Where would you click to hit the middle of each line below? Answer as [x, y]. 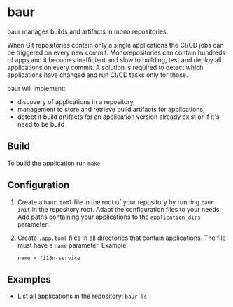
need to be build [41, 124]
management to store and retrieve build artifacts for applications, [111, 109]
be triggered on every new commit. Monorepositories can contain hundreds [116, 52]
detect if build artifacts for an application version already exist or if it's [118, 117]
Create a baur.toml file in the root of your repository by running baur [116, 202]
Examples [29, 279]
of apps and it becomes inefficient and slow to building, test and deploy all [114, 59]
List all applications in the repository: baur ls [82, 296]
